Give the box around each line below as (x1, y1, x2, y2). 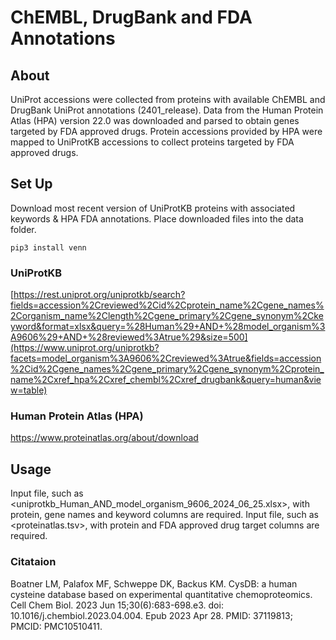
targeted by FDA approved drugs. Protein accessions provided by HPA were (10, 126, 323, 137)
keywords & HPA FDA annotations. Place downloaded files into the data (10, 212, 304, 225)
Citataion (10, 555, 57, 569)
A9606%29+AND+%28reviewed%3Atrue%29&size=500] (10, 331, 248, 343)
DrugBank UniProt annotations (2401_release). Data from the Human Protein (10, 104, 324, 116)
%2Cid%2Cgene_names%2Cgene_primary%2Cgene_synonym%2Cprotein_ (10, 363, 325, 375)
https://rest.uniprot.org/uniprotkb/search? (13, 289, 186, 301)
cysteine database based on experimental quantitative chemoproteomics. (10, 588, 313, 600)
